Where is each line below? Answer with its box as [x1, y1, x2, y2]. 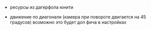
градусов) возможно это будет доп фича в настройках [9, 19, 127, 25]
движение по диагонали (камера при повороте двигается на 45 [9, 14, 146, 19]
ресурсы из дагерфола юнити [9, 4, 74, 10]
